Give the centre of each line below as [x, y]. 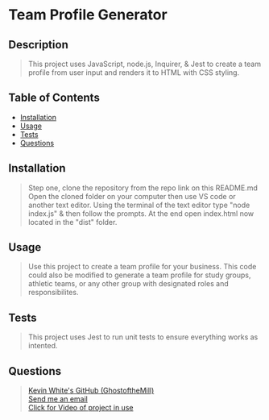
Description [38, 45]
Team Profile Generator [88, 15]
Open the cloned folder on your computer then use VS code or [132, 196]
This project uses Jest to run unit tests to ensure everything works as [143, 337]
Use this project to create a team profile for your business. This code [142, 267]
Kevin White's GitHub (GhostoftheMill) [91, 391]
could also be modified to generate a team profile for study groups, [139, 275]
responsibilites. [53, 293]
